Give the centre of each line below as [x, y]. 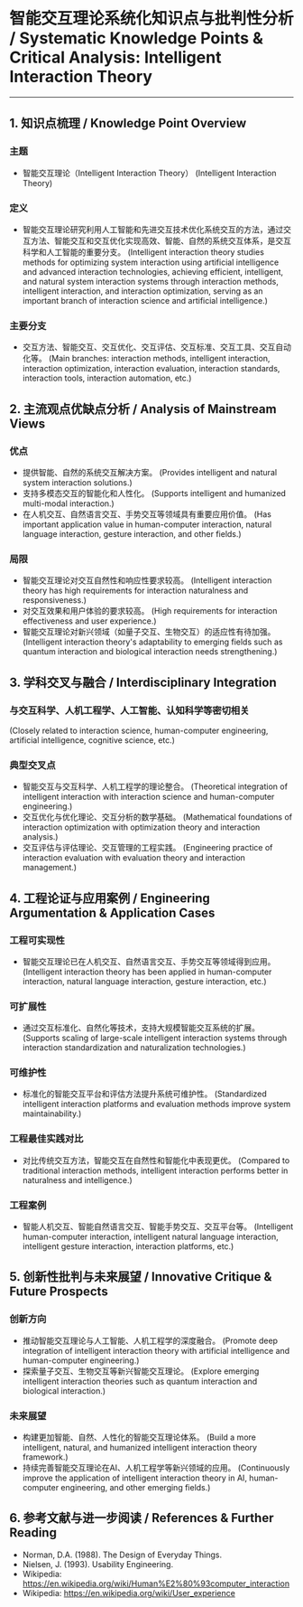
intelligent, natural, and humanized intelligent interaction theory [140, 1448]
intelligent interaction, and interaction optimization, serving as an [142, 291]
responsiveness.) [55, 600]
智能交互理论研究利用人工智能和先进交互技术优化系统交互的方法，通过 [153, 229]
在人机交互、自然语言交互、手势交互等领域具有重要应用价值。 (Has [147, 514]
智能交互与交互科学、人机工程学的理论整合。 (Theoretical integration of [155, 786]
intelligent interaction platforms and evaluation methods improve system [156, 1104]
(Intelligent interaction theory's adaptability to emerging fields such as [152, 642]
